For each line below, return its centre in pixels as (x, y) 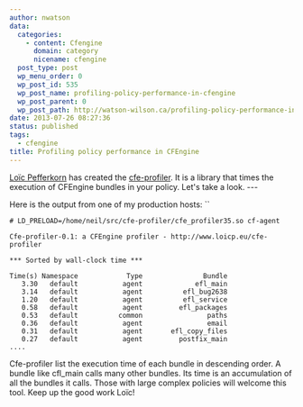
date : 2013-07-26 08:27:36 (60, 118)
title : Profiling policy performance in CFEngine (105, 151)
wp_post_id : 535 (48, 85)
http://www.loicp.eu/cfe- (220, 236)
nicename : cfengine (69, 59)
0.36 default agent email (124, 323)
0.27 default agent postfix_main (124, 339)
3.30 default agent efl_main (124, 284)
